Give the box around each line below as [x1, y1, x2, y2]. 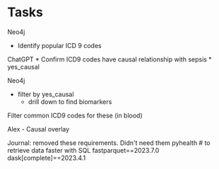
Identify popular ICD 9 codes [17, 41, 102, 49]
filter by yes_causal [17, 90, 74, 98]
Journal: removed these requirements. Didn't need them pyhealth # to [7, 139, 211, 147]
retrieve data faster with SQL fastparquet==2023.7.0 [7, 146, 160, 154]
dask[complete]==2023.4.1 [7, 153, 86, 162]
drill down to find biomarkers [28, 97, 112, 106]
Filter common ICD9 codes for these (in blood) [7, 111, 143, 120]
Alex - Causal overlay [7, 124, 70, 133]
